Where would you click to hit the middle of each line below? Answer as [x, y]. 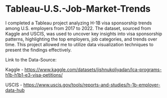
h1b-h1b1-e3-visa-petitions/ [34, 75]
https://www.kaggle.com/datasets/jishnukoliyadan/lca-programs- [93, 70]
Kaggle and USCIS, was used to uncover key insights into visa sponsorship [84, 34]
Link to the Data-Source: [31, 59]
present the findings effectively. [39, 50]
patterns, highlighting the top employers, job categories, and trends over [81, 39]
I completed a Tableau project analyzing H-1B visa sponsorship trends [79, 23]
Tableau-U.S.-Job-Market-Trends [78, 9]
